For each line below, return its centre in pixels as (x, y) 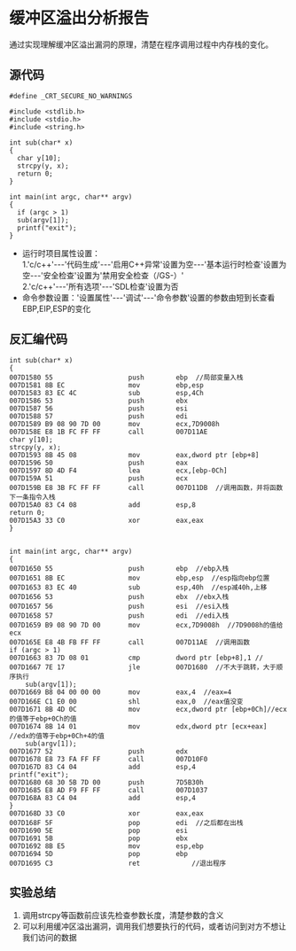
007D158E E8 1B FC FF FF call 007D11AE (109, 432)
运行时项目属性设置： (61, 253)
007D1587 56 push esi (99, 409)
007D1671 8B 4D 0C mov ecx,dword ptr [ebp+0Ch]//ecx (148, 709)
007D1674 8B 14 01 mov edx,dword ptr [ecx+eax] (138, 726)
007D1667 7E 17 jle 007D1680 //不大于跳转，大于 (143, 667)
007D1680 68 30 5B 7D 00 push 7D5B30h (106, 782)
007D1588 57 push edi (99, 416)
